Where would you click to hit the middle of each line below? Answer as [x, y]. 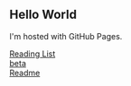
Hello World [43, 15]
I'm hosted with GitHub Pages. [66, 36]
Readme [25, 73]
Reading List [33, 54]
